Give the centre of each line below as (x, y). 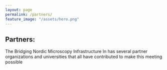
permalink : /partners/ (29, 14)
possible (14, 62)
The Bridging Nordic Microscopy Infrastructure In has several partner (76, 51)
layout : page (19, 10)
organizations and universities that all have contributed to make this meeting (84, 57)
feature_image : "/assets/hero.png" (42, 19)
